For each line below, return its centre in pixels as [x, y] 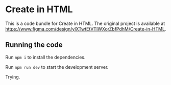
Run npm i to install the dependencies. [45, 57]
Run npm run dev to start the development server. [57, 67]
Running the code [34, 45]
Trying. [13, 77]
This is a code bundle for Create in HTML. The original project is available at [85, 23]
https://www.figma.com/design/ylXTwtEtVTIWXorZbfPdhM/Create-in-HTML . [86, 29]
